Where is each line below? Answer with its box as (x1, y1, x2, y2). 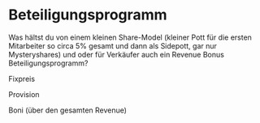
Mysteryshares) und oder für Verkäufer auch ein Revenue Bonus (8, 49, 225, 59)
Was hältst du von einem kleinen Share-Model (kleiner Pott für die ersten (8, 32, 252, 42)
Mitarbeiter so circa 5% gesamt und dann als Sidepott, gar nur (8, 40, 218, 50)
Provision (8, 89, 40, 99)
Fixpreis (8, 74, 35, 83)
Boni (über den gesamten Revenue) (8, 105, 128, 115)
